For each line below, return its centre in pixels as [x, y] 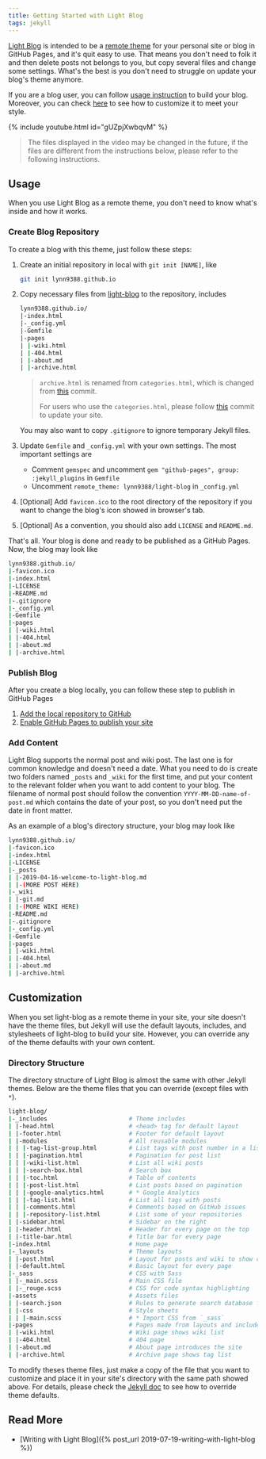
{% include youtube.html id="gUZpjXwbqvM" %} [88, 127]
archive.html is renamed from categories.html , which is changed [147, 383]
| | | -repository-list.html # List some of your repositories [125, 1215]
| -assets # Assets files [93, 1296]
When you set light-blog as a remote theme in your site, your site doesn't [127, 1017]
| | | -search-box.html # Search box [90, 1170]
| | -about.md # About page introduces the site [125, 1348]
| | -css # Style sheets [93, 1310]
